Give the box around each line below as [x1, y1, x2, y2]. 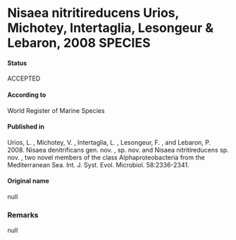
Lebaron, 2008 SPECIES [7, 35, 151, 51]
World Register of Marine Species [7, 106, 105, 114]
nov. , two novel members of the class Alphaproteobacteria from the [7, 153, 206, 162]
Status [7, 59, 27, 67]
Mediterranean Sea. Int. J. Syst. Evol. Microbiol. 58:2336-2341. [7, 160, 190, 169]
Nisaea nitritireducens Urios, [7, 5, 180, 21]
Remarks [7, 210, 39, 220]
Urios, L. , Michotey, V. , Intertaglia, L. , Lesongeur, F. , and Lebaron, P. [7, 138, 211, 146]
